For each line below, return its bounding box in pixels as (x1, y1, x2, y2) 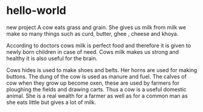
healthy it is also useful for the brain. (6, 54, 98, 62)
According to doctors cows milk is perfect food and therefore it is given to (6, 42, 191, 49)
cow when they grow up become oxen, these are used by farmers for (6, 79, 180, 87)
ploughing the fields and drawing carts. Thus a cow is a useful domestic (6, 85, 187, 93)
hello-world (6, 4, 67, 18)
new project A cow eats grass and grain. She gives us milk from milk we (6, 24, 187, 31)
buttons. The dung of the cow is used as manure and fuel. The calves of (6, 73, 187, 80)
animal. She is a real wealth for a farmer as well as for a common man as (6, 92, 188, 99)
